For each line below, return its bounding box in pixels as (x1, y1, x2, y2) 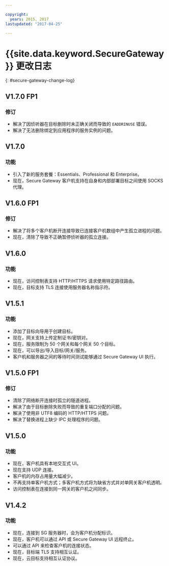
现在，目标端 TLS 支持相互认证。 (12, 549, 82, 555)
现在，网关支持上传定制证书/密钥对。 (12, 334, 91, 340)
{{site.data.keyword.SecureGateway (5, 48, 164, 59)
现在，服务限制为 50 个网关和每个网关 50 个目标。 (12, 341, 118, 347)
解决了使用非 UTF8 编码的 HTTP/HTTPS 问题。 (12, 410, 111, 416)
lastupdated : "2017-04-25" (5, 21, 63, 26)
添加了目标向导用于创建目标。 (12, 328, 75, 334)
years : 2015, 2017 (10, 16, 49, 22)
